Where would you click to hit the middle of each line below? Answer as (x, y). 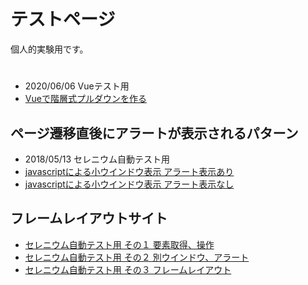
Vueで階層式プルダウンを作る (85, 99)
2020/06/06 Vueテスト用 (77, 86)
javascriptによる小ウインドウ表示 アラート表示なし (129, 184)
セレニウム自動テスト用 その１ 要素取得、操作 (119, 244)
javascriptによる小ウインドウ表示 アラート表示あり (129, 171)
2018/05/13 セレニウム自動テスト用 (97, 159)
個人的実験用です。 (49, 49)
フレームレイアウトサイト (89, 218)
